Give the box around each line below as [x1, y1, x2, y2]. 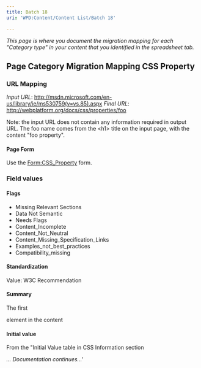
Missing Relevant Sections [15, 203, 82, 210]
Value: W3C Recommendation [6, 277, 82, 284]
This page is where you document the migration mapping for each [6, 37, 174, 44]
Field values [6, 174, 43, 183]
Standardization [6, 263, 48, 270]
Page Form [6, 145, 35, 153]
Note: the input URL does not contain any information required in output [6, 118, 187, 126]
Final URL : [103, 100, 130, 107]
